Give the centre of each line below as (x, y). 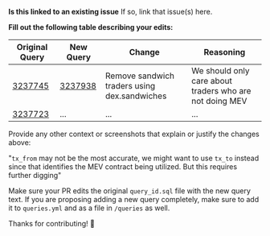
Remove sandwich (140, 76)
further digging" (35, 175)
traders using (131, 86)
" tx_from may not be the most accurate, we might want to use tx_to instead (134, 158)
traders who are (221, 91)
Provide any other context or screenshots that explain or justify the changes (134, 134)
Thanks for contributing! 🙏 (51, 224)
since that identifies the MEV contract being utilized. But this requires (123, 167)
